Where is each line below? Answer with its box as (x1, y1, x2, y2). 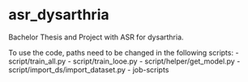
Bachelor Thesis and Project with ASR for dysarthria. (8, 32, 184, 42)
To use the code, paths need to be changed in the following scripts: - (8, 47, 239, 57)
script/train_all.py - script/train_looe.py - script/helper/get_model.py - (8, 56, 241, 66)
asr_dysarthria (8, 6, 109, 24)
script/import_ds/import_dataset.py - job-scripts (8, 64, 169, 74)
